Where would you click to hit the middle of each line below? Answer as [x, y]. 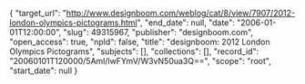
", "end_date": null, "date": [186, 23]
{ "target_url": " [38, 13]
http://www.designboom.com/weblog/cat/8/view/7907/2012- [181, 13]
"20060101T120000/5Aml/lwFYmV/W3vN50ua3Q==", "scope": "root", [140, 61]
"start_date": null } [44, 70]
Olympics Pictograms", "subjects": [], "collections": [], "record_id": [134, 51]
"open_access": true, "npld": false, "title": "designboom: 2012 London [140, 42]
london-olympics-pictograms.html [74, 23]
